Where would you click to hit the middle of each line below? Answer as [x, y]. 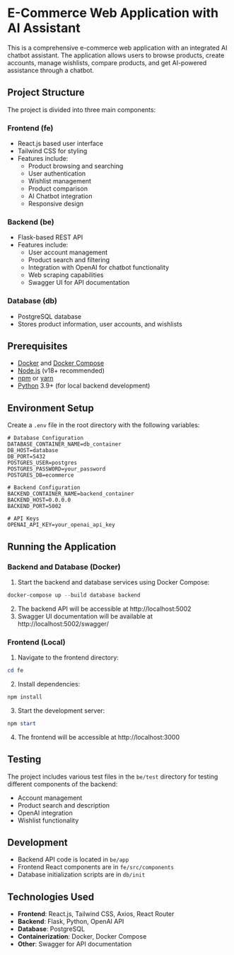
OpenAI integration [45, 813]
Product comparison [58, 188]
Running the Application [62, 547]
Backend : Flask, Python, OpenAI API [71, 922]
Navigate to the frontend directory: [68, 657]
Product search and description [64, 805]
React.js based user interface [60, 144]
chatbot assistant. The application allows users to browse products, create [116, 55]
